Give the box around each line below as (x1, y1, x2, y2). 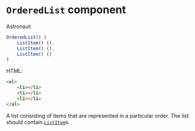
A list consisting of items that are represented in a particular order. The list (6, 112, 189, 119)
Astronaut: (6, 23, 32, 30)
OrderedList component (6, 3, 127, 17)
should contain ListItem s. (6, 118, 70, 126)
